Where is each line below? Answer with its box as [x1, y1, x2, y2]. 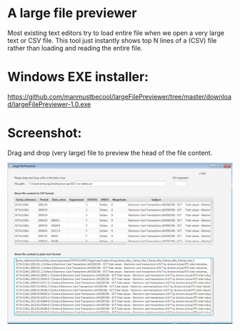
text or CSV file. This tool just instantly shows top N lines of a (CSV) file [7, 36, 217, 44]
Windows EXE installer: [7, 69, 149, 85]
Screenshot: [7, 125, 82, 141]
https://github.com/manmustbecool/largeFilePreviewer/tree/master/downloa [7, 92, 232, 101]
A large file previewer [7, 5, 137, 21]
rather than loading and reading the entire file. [7, 44, 143, 52]
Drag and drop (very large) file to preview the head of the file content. [7, 148, 213, 157]
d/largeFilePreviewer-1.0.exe [7, 100, 91, 108]
